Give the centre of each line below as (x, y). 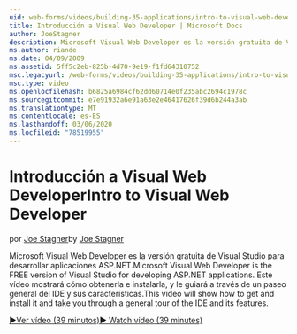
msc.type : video (39, 83)
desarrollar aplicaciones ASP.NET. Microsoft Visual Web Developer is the (141, 265)
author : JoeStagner (45, 34)
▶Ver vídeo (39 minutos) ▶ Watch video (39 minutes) (106, 320)
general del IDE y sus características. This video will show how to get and (142, 293)
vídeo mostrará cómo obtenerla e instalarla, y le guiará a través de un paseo (148, 284)
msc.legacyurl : (37, 75)
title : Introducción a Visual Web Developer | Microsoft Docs (126, 26)
